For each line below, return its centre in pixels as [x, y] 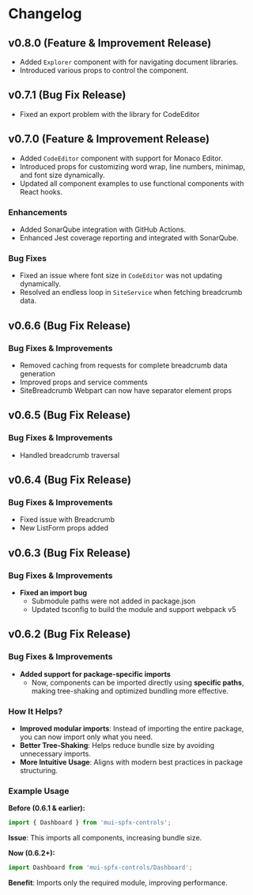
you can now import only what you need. [86, 737]
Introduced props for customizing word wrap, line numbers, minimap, [132, 166]
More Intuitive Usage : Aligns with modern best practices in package [131, 762]
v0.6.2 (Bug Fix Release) [70, 634]
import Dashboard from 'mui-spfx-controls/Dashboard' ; [100, 868]
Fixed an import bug [53, 592]
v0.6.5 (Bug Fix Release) [70, 415]
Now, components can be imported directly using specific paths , [138, 682]
